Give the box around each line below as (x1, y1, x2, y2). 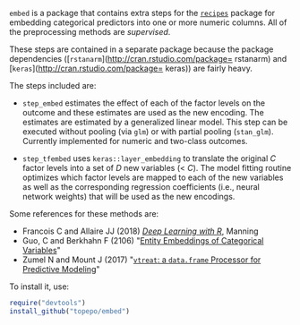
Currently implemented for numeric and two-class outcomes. (21, 136, 248, 146)
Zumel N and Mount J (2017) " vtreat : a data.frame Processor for (21, 254, 261, 265)
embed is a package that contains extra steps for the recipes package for (9, 8, 276, 18)
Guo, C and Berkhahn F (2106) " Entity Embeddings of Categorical (21, 235, 264, 245)
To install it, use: (9, 281, 70, 292)
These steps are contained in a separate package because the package (9, 44, 274, 55)
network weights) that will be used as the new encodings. (21, 192, 236, 201)
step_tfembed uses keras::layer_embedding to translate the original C (21, 153, 277, 164)
